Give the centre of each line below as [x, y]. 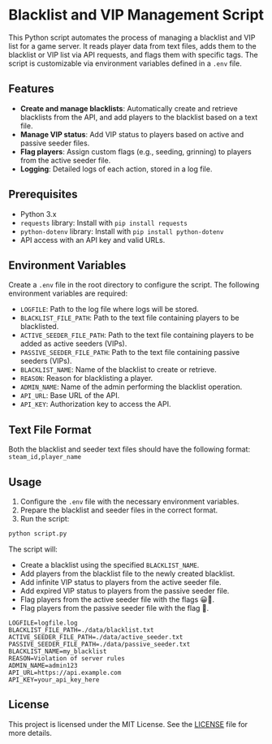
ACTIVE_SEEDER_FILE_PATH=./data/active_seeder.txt [96, 637]
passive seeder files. [55, 143]
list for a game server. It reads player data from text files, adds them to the [133, 45]
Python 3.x [38, 214]
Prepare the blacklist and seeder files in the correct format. [119, 510]
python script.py [38, 534]
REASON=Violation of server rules [67, 658]
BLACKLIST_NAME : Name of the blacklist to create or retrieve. [118, 370]
